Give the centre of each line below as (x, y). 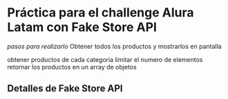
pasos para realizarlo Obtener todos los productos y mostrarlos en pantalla (115, 46)
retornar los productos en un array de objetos (72, 67)
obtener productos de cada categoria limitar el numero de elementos (105, 59)
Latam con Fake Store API (82, 27)
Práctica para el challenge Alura (101, 13)
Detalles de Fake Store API (65, 88)
